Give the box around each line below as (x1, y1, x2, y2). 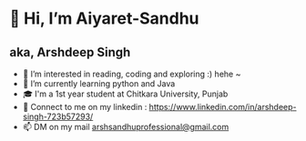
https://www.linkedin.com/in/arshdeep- (148, 102, 297, 112)
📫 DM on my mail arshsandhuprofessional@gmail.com (22, 122, 229, 132)
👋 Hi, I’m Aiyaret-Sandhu (9, 8, 199, 29)
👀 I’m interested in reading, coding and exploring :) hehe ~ (22, 68, 241, 79)
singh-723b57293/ (22, 111, 94, 122)
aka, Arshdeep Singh (9, 45, 131, 60)
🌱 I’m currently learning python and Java (22, 78, 176, 89)
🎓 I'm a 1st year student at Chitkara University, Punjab (22, 88, 229, 99)
